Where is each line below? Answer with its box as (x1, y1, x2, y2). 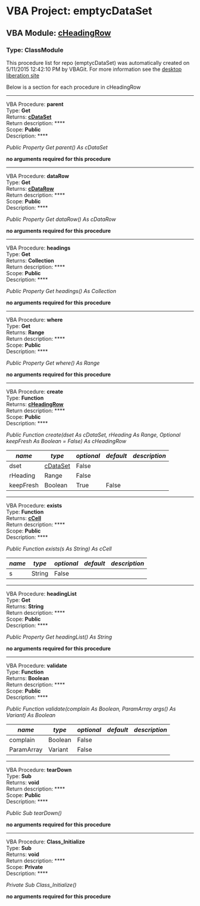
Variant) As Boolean (6, 711, 56, 718)
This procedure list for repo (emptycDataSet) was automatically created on (6, 59, 190, 66)
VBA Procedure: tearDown (6, 766, 72, 773)
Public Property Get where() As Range (6, 359, 100, 366)
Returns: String (6, 603, 44, 610)
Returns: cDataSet (6, 113, 52, 120)
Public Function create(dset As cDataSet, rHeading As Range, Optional (6, 431, 181, 438)
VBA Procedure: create (6, 388, 64, 395)
